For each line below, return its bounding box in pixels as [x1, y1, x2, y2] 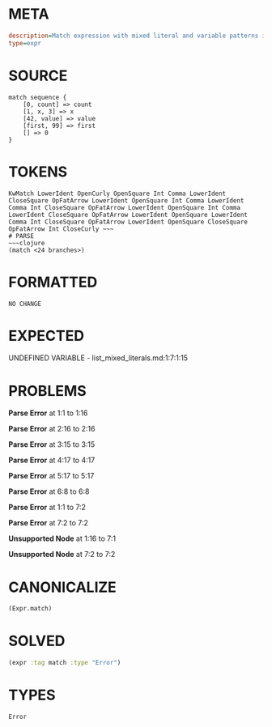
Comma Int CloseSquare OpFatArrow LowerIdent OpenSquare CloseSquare [8, 218, 249, 226]
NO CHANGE [8, 300, 42, 308]
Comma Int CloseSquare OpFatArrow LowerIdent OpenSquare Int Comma [8, 203, 241, 211]
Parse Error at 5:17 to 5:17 [8, 471, 95, 481]
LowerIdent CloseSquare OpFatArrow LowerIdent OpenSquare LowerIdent [8, 210, 249, 219]
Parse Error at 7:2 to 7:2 [8, 518, 89, 528]
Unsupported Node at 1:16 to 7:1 [8, 534, 116, 543]
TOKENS [8, 163, 68, 181]
